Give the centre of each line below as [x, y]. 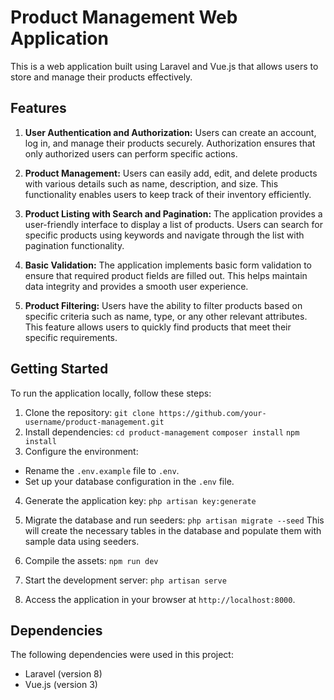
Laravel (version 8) [63, 674]
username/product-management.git [94, 422]
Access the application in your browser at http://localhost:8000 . [160, 599]
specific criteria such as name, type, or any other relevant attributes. [166, 316]
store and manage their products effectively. [101, 77]
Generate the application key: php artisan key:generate [140, 500]
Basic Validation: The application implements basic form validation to [168, 265]
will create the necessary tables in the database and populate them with [173, 530]
